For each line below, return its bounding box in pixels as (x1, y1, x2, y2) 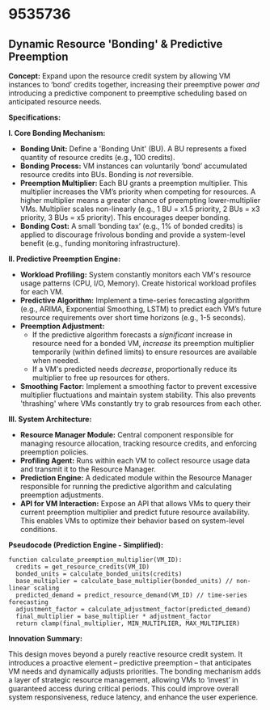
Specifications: (8, 112, 61, 122)
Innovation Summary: (8, 634, 83, 643)
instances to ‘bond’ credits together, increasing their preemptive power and (8, 80, 260, 89)
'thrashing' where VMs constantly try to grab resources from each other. (19, 399, 263, 408)
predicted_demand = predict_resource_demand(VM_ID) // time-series (15, 591, 248, 599)
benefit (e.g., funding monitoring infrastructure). (19, 239, 180, 247)
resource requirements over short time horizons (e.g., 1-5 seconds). (19, 313, 247, 322)
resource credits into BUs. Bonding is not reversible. (19, 170, 194, 179)
